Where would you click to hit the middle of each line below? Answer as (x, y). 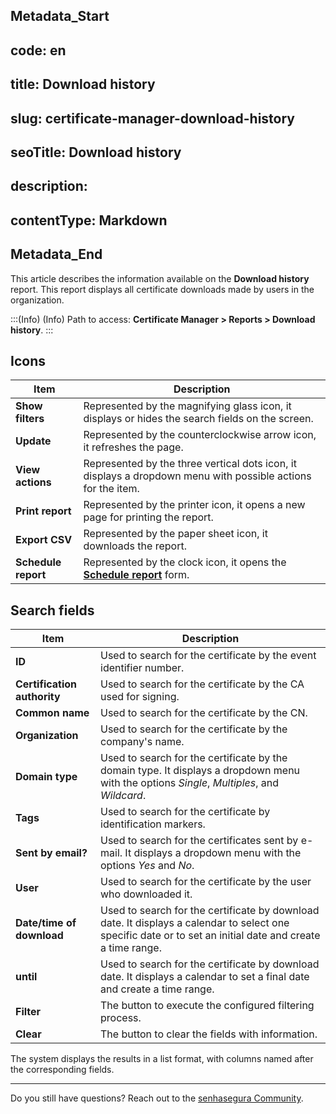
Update (33, 441)
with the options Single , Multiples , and (190, 783)
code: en (38, 50)
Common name (52, 713)
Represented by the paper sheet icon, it (175, 534)
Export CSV (44, 540)
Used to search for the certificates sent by (199, 841)
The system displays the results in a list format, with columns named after (162, 1059)
